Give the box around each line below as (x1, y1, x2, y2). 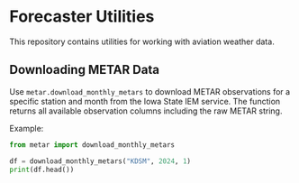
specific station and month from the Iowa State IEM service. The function (9, 96, 281, 106)
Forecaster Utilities (9, 6, 155, 27)
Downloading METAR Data (9, 62, 160, 78)
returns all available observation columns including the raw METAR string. (9, 105, 283, 116)
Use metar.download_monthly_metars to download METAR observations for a (9, 86, 291, 96)
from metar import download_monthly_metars (9, 140, 176, 150)
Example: (9, 123, 44, 133)
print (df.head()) (9, 165, 75, 174)
